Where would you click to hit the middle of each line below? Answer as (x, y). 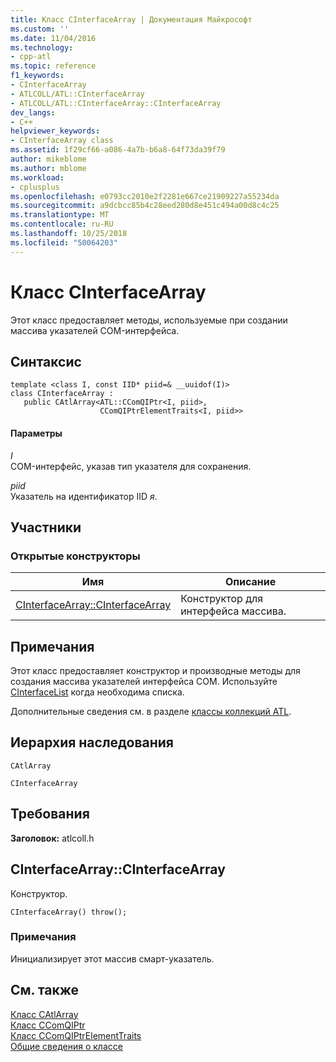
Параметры (36, 433)
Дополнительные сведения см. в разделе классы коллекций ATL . (151, 712)
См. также (45, 990)
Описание (250, 582)
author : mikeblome (48, 159)
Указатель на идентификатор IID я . (84, 496)
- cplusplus (35, 187)
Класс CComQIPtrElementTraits (76, 1035)
